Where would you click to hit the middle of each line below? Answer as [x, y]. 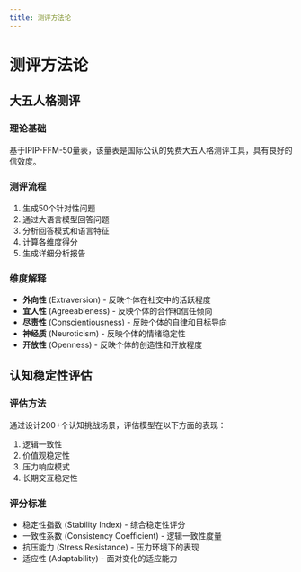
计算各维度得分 [50, 241]
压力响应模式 [46, 466]
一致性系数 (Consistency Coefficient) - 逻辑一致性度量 [122, 536]
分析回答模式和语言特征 [66, 230]
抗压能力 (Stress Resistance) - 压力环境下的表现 [111, 547]
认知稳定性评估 [51, 375]
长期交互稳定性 [50, 478]
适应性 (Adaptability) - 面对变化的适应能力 [100, 559]
